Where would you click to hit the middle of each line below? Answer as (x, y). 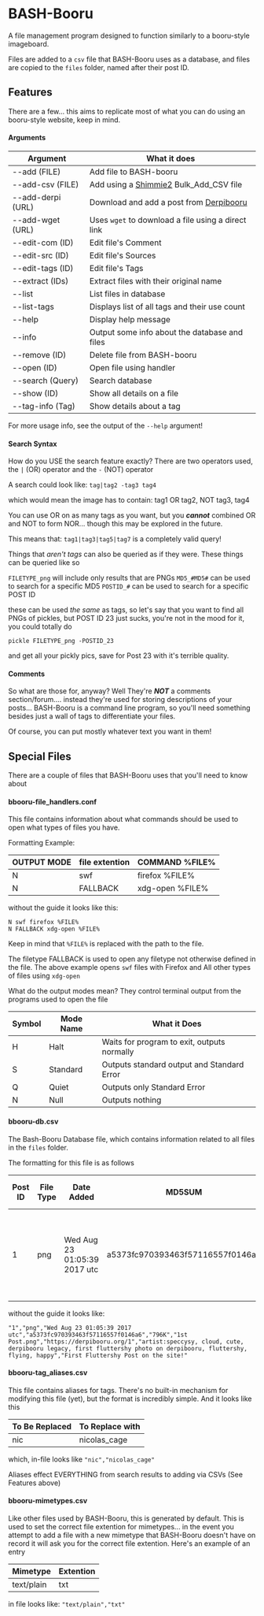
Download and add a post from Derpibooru (168, 202)
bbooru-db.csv (33, 1121)
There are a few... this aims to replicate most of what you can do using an (127, 111)
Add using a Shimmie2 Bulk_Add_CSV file (165, 184)
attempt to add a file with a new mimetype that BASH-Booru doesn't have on (132, 1535)
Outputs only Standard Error (154, 1087)
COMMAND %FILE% (176, 862)
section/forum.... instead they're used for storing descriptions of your (120, 700)
